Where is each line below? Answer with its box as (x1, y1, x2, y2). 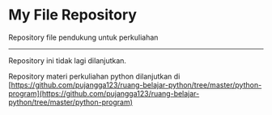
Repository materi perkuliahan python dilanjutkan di (8, 71, 181, 81)
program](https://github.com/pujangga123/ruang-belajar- (8, 88, 200, 98)
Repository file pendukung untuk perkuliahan (8, 32, 159, 42)
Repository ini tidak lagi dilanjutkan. (8, 55, 127, 66)
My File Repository (8, 6, 138, 24)
